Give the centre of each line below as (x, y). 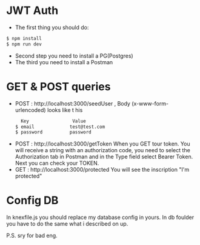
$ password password (53, 132)
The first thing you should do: (52, 27)
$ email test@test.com (60, 127)
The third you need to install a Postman (64, 62)
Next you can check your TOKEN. (57, 163)
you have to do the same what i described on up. (67, 224)
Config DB (32, 200)
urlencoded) (31, 110)
